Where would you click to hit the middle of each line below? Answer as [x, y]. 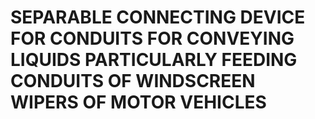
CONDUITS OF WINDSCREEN [133, 81]
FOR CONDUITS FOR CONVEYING [152, 38]
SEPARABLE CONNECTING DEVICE [158, 17]
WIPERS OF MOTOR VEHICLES [138, 102]
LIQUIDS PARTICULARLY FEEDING [154, 60]
